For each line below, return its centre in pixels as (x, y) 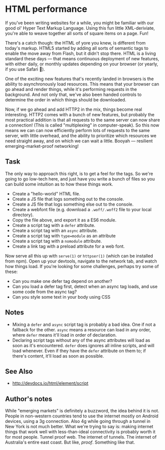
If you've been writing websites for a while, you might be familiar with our (80, 23)
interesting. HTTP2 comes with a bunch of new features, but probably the (80, 114)
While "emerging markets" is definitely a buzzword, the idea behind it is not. (82, 411)
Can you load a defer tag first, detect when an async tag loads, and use (85, 286)
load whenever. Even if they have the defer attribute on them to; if (79, 351)
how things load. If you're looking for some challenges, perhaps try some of (82, 266)
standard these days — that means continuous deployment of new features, (82, 58)
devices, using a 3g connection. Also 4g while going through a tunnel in (78, 421)
